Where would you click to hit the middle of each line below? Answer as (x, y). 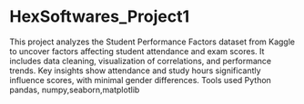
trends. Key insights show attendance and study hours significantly (135, 71)
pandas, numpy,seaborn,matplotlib (75, 90)
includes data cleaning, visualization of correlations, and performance (140, 61)
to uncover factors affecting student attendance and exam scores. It (137, 51)
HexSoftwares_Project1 (100, 17)
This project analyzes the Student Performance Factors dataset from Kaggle (152, 42)
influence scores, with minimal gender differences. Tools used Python (140, 80)
